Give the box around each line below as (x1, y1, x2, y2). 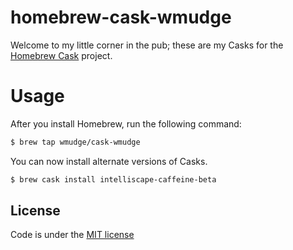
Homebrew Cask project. (10, 49, 113, 61)
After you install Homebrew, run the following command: (10, 117, 242, 130)
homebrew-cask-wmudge (10, 6, 232, 29)
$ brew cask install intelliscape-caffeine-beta (10, 174, 217, 185)
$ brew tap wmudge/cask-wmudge (10, 137, 141, 147)
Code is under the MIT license (10, 229, 135, 241)
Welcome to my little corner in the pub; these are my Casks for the (10, 39, 284, 51)
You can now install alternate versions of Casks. (10, 155, 208, 167)
